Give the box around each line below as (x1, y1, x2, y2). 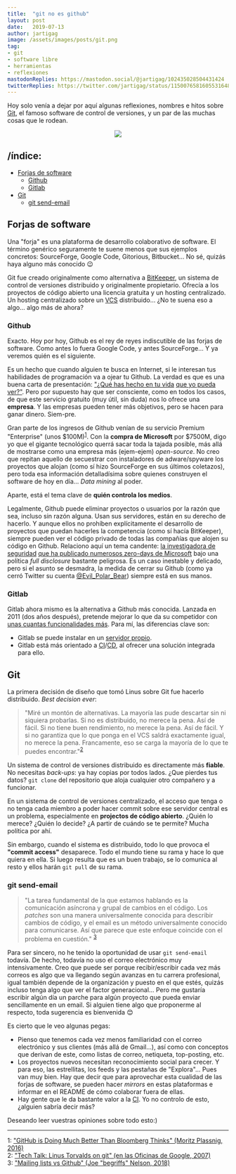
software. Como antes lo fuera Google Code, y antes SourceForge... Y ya (7, 344, 218, 353)
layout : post (7, 17, 46, 24)
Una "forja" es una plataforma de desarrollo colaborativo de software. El (7, 237, 216, 246)
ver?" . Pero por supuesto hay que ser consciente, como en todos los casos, (7, 388, 226, 396)
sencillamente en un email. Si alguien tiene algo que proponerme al (7, 1000, 202, 1009)
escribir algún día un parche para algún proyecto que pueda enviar (7, 993, 201, 1001)
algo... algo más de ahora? (7, 303, 84, 311)
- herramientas (7, 63, 52, 70)
